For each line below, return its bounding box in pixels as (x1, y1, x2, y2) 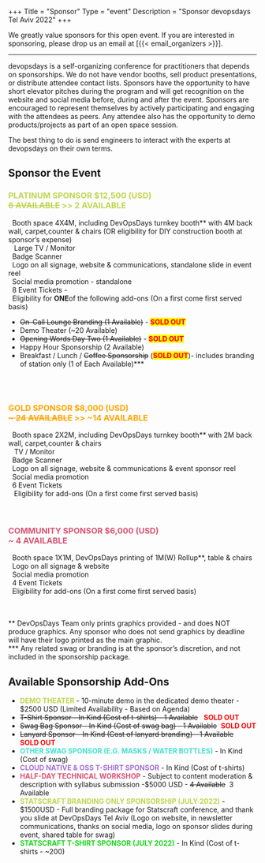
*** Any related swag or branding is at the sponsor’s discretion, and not (8, 644, 241, 653)
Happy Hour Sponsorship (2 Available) (19, 342, 144, 352)
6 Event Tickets (11, 480, 63, 490)
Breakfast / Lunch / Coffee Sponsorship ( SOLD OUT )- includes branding (19, 350, 255, 360)
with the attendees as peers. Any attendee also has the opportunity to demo (8, 112, 256, 121)
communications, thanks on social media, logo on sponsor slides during (19, 822, 253, 831)
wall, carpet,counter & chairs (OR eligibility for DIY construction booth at (8, 226, 243, 236)
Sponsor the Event (8, 166, 101, 180)
